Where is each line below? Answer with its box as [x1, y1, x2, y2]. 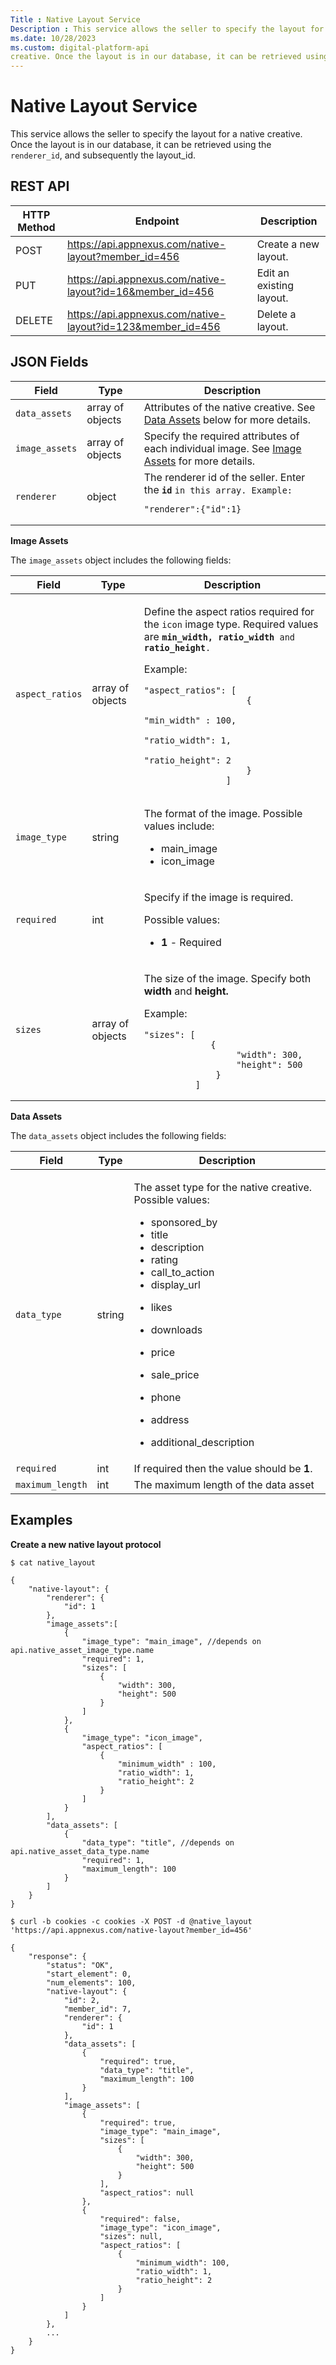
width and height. [143, 984, 229, 998]
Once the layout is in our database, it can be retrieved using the [10, 139, 272, 151]
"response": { [28, 1951, 87, 1961]
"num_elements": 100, [46, 1977, 137, 1988]
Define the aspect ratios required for [143, 604, 315, 618]
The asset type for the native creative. [133, 1180, 313, 1194]
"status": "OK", [46, 1960, 114, 1970]
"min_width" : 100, [143, 714, 237, 726]
